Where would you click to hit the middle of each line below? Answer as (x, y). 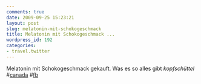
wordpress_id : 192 (29, 40)
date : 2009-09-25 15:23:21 (40, 18)
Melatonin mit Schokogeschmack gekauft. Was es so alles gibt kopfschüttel (100, 68)
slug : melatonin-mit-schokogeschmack (54, 29)
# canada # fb (22, 75)
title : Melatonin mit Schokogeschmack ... (61, 34)
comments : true (25, 12)
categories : (21, 46)
